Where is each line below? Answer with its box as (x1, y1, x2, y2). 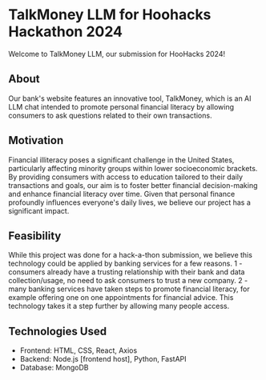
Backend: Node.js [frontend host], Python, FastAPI (19, 354, 187, 364)
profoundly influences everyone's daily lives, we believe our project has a (8, 198, 251, 207)
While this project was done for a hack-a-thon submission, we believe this (8, 250, 252, 260)
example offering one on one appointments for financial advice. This (8, 293, 234, 302)
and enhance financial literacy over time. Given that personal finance (8, 189, 236, 198)
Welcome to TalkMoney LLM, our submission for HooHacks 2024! (8, 49, 226, 58)
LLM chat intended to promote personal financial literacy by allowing (8, 102, 235, 111)
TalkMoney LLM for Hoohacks (8, 6, 212, 24)
